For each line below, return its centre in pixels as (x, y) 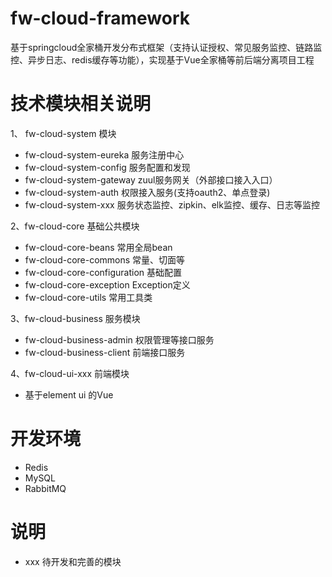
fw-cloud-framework (100, 18)
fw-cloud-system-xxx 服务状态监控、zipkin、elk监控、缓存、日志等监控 (172, 204)
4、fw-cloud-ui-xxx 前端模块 (70, 373)
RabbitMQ (45, 488)
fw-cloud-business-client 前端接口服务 (105, 352)
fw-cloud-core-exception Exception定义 (107, 284)
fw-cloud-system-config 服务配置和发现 (107, 167)
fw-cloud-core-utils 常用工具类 (88, 297)
